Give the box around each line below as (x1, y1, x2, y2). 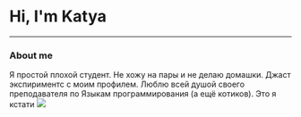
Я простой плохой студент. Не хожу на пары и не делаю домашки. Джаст (9, 70, 291, 80)
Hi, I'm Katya (9, 6, 107, 27)
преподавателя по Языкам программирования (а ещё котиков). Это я (9, 88, 277, 99)
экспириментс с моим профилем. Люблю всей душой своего (9, 79, 245, 90)
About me (9, 49, 54, 62)
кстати (9, 99, 35, 110)
